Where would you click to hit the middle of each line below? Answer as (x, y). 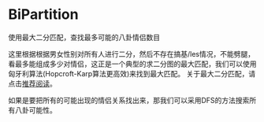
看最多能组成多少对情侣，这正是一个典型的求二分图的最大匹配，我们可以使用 (132, 64)
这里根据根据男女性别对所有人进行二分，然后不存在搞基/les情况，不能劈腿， (131, 54)
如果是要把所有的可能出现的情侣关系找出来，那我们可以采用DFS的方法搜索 (129, 100)
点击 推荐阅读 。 (32, 83)
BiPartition (43, 15)
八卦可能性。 (35, 110)
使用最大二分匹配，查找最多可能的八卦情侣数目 (84, 37)
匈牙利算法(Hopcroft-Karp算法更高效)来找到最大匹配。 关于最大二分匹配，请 (132, 73)
